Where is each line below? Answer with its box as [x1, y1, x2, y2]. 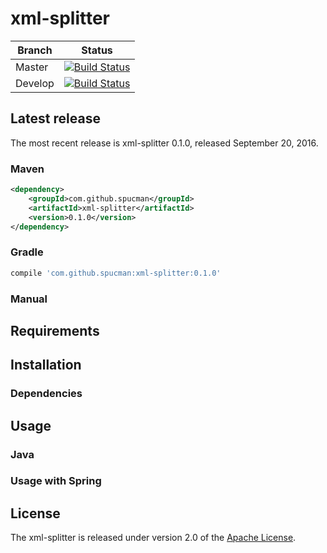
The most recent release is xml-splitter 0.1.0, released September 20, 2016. [10, 137, 319, 149]
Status [81, 43, 113, 57]
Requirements [10, 322, 100, 339]
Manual [10, 292, 48, 306]
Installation [10, 357, 82, 374]
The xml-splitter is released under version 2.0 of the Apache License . [10, 532, 297, 544]
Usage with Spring [10, 474, 102, 488]
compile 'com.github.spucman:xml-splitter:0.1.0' [10, 268, 222, 278]
